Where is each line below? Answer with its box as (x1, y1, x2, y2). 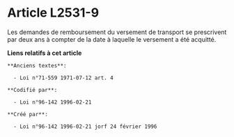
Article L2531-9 (7, 5, 100, 21)
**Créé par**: (7, 111, 49, 118)
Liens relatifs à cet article (7, 49, 82, 57)
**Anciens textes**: (7, 62, 68, 69)
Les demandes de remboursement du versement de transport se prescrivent (7, 28, 227, 36)
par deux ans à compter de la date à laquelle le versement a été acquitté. (7, 35, 217, 43)
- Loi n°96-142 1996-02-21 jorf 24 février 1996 (13, 123, 157, 130)
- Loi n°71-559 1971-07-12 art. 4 (13, 74, 114, 81)
